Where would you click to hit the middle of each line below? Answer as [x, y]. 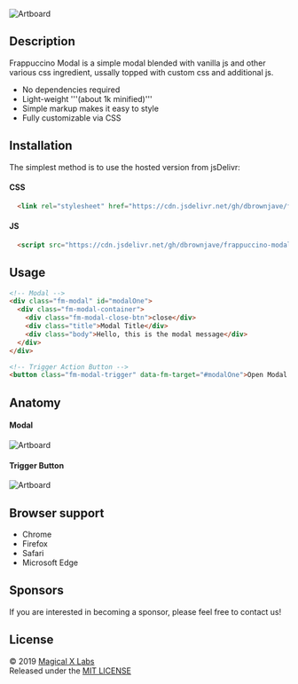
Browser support [57, 513]
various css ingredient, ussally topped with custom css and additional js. [141, 72]
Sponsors [36, 590]
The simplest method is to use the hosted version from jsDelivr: [125, 167]
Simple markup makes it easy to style [90, 108]
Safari [33, 553]
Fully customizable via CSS [71, 118]
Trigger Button [37, 465]
